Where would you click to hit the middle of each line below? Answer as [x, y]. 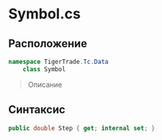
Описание [45, 84]
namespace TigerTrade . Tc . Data [59, 62]
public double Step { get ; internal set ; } [82, 128]
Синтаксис [37, 110]
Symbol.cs [45, 14]
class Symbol [44, 69]
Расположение [48, 44]
